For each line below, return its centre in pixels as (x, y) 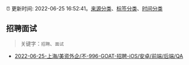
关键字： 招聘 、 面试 (42, 44)
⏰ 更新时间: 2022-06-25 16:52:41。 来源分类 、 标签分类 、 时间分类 (84, 8)
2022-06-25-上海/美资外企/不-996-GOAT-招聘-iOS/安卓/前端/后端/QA (99, 56)
